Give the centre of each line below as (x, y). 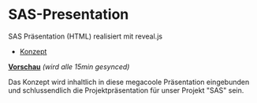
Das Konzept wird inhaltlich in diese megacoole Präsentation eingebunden (129, 82)
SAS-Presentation (69, 15)
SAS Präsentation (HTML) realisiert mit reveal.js (86, 36)
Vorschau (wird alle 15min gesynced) (69, 66)
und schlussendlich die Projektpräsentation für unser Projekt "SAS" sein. (126, 90)
